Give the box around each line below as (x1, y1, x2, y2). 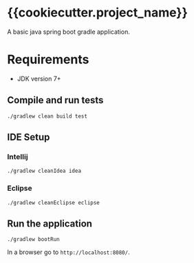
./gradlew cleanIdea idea (7, 167, 81, 175)
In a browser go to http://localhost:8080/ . (7, 248, 130, 256)
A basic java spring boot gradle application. (7, 28, 131, 36)
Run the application (7, 218, 93, 230)
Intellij (7, 152, 29, 161)
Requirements (7, 52, 89, 67)
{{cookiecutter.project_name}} (7, 5, 188, 21)
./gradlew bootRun (7, 236, 60, 243)
